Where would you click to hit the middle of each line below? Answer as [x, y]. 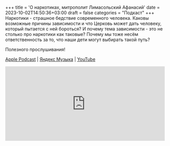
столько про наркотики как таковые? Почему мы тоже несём [72, 34]
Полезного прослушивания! [35, 49]
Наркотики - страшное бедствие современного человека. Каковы [77, 18]
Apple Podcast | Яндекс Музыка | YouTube [50, 59]
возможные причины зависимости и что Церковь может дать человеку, [83, 23]
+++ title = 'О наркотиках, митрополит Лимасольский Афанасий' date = [83, 7]
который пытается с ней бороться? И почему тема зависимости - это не [84, 29]
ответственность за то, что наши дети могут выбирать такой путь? [78, 40]
